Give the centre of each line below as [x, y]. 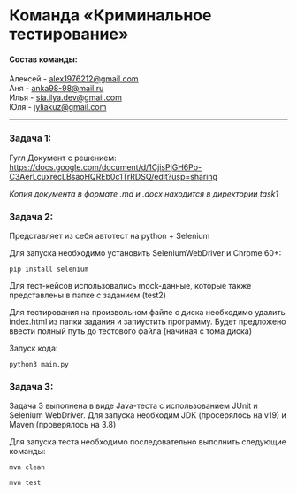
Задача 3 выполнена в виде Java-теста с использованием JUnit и [133, 406]
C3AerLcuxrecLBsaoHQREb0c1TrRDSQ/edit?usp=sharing [114, 176]
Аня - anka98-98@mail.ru [57, 89]
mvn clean [27, 467]
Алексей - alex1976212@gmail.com [74, 79]
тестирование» [69, 34]
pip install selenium [49, 269]
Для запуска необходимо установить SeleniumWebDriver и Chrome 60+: [145, 252]
